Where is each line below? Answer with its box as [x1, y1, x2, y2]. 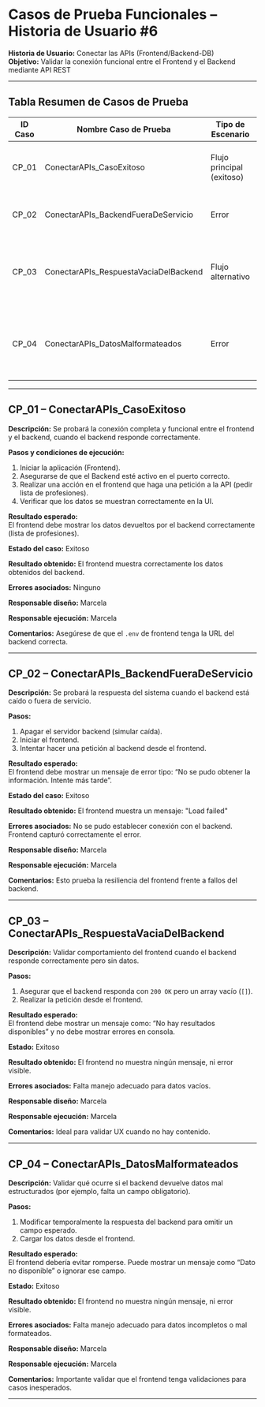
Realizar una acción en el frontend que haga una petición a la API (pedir [19, 480, 253, 489]
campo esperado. [19, 1226, 77, 1235]
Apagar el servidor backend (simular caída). [19, 727, 163, 737]
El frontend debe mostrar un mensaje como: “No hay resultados [8, 1019, 215, 1028]
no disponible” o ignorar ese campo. [8, 1266, 126, 1275]
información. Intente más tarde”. [8, 775, 113, 786]
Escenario [211, 129, 250, 140]
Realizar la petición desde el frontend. [19, 995, 144, 1005]
